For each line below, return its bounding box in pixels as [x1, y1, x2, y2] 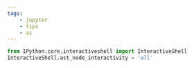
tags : [7, 10, 23, 17]
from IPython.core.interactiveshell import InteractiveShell [7, 48, 188, 55]
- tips [19, 23, 39, 30]
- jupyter [19, 16, 48, 23]
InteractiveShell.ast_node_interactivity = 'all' [7, 54, 154, 62]
